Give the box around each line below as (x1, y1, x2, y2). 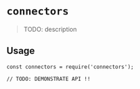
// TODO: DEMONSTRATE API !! (6, 75, 91, 82)
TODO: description (23, 25, 78, 33)
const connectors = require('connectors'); (6, 63, 134, 70)
